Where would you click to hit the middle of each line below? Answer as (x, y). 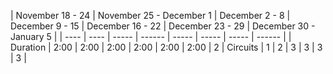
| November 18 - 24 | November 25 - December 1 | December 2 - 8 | (150, 15)
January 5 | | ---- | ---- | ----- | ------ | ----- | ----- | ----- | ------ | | (151, 36)
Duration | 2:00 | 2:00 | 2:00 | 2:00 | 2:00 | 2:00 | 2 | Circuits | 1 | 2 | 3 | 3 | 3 (166, 47)
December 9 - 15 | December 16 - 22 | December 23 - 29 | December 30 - (163, 26)
